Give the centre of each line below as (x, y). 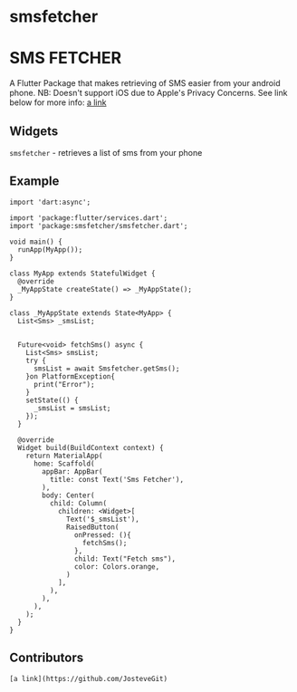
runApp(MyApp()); (50, 250)
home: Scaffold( (64, 464)
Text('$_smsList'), (103, 519)
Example (34, 182)
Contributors (47, 658)
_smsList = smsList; (72, 408)
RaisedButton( (93, 527)
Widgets (34, 131)
